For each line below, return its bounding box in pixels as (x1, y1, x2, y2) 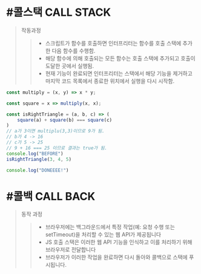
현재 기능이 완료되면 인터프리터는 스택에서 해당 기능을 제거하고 (45, 70, 193, 77)
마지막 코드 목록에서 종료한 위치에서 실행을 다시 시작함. (45, 77, 175, 85)
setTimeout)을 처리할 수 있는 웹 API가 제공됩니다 (45, 231, 162, 238)
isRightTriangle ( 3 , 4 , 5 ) (6, 156, 71, 162)
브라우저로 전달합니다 (45, 246, 96, 253)
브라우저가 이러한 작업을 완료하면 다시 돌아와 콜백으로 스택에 (45, 253, 188, 261)
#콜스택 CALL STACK (6, 5, 111, 19)
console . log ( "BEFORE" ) (6, 151, 64, 157)
